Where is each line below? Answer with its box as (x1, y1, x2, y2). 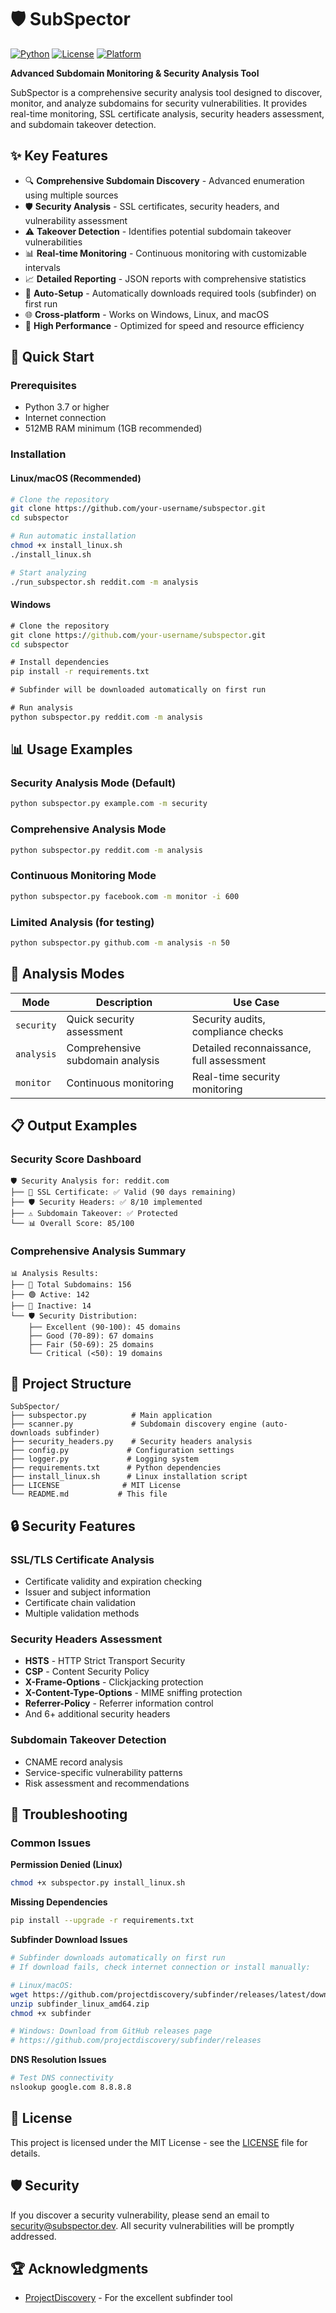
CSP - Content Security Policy (24, 1666, 150, 1678)
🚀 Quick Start (10, 349, 95, 366)
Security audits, (191, 1012, 266, 1026)
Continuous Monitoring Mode (10, 869, 157, 883)
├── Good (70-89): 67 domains (28, 1331, 155, 1341)
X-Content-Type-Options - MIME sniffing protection (24, 1687, 243, 1699)
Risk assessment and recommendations (24, 1777, 190, 1789)
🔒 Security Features (10, 1517, 136, 1535)
